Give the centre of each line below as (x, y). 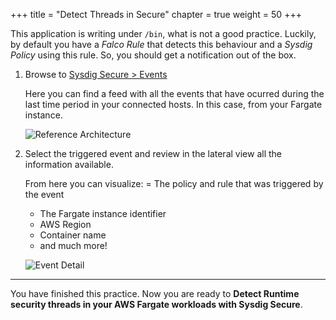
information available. (69, 164)
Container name (73, 235)
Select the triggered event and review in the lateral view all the (153, 153)
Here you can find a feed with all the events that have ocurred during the (174, 93)
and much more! (73, 245)
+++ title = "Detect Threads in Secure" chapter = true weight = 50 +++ (156, 14)
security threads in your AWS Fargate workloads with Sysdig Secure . (156, 304)
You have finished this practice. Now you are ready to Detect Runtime (155, 293)
